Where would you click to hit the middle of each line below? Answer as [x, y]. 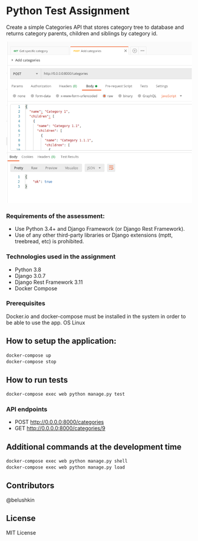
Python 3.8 [28, 270]
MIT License [21, 532]
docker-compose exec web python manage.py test [66, 394]
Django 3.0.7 [30, 276]
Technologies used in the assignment [61, 257]
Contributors [30, 486]
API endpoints [27, 409]
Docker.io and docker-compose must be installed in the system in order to [96, 316]
